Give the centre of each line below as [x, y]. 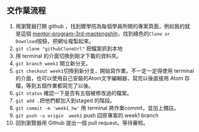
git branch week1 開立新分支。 [53, 63]
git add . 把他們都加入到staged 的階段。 [65, 100]
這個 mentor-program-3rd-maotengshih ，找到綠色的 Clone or [95, 33]
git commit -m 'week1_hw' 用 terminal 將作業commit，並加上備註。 [97, 108]
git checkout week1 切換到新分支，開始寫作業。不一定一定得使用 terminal [105, 71]
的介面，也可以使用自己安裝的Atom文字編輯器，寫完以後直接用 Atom [99, 78]
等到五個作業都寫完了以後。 [60, 86]
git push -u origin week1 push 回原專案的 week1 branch [87, 115]
